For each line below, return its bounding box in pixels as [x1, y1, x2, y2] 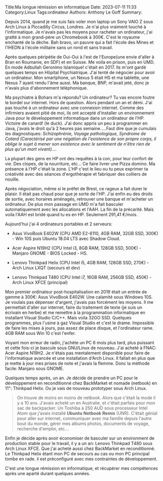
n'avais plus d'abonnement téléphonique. [5, 85, 88, 91]
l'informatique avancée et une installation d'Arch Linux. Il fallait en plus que [5, 355, 155, 361]
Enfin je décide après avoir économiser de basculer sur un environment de [5, 435, 155, 441]
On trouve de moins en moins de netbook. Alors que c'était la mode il [17, 395, 156, 401]
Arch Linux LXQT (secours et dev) [12, 265, 80, 271]
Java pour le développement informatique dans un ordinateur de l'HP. [5, 115, 145, 121]
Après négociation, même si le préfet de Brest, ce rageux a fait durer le [5, 186, 147, 191]
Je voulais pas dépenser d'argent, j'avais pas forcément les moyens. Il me [5, 299, 154, 305]
